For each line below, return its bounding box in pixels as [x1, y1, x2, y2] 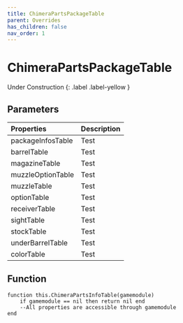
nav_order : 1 [7, 29, 45, 37]
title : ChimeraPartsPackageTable [7, 10, 105, 17]
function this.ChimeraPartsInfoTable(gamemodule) [7, 292, 155, 299]
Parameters [7, 103, 59, 115]
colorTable [10, 250, 45, 259]
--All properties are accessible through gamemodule [20, 303, 177, 311]
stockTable [10, 227, 47, 236]
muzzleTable [10, 181, 52, 191]
